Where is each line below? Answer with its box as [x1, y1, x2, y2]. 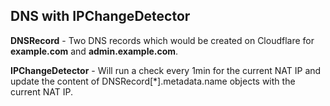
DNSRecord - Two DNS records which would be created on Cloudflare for [10, 34, 315, 46]
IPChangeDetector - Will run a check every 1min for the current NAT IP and [10, 64, 322, 76]
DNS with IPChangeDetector [10, 8, 191, 25]
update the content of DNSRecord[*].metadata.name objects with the [10, 75, 296, 87]
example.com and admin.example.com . [10, 45, 179, 57]
